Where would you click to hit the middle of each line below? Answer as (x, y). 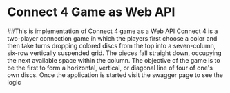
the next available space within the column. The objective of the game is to (114, 60)
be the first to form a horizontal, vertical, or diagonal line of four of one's (110, 68)
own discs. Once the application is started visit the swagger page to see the (115, 75)
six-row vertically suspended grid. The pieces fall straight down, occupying (115, 53)
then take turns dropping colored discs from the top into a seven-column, (112, 45)
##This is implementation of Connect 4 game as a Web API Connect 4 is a (113, 31)
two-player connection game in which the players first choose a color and (112, 38)
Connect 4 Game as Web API (91, 12)
